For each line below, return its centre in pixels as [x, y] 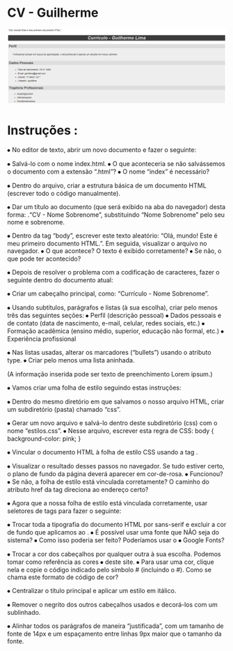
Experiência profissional [42, 339]
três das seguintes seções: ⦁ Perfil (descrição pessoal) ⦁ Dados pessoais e [114, 315]
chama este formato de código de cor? [63, 577]
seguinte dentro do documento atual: [60, 279]
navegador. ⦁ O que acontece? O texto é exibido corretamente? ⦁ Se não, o [114, 251]
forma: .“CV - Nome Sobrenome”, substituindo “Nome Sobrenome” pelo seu [116, 215]
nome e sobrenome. [36, 222]
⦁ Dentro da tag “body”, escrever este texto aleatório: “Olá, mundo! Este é [112, 236]
